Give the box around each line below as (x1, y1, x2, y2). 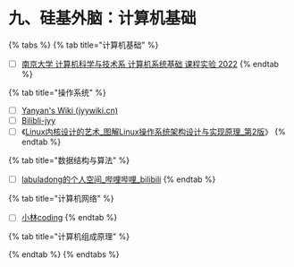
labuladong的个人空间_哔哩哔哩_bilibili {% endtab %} (21, 174, 216, 185)
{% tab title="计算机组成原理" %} (8, 231, 130, 242)
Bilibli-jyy (21, 116, 56, 126)
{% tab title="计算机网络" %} (8, 194, 114, 204)
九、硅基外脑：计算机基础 (8, 8, 197, 29)
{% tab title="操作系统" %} (8, 87, 106, 98)
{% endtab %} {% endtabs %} (8, 249, 120, 260)
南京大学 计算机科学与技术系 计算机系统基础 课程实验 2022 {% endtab (21, 58, 279, 69)
